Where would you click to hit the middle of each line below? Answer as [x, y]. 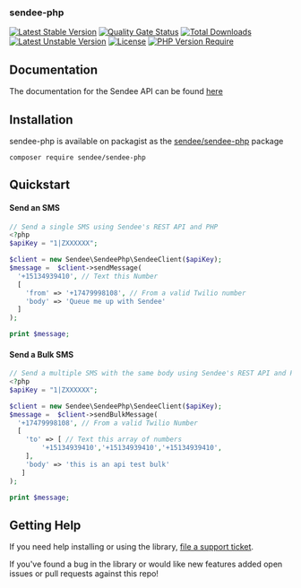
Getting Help [45, 525]
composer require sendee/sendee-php [77, 157]
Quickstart [40, 185]
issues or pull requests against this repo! [84, 574]
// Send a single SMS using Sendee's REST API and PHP [114, 227]
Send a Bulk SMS [42, 354]
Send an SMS [34, 207]
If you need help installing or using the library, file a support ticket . [131, 547]
